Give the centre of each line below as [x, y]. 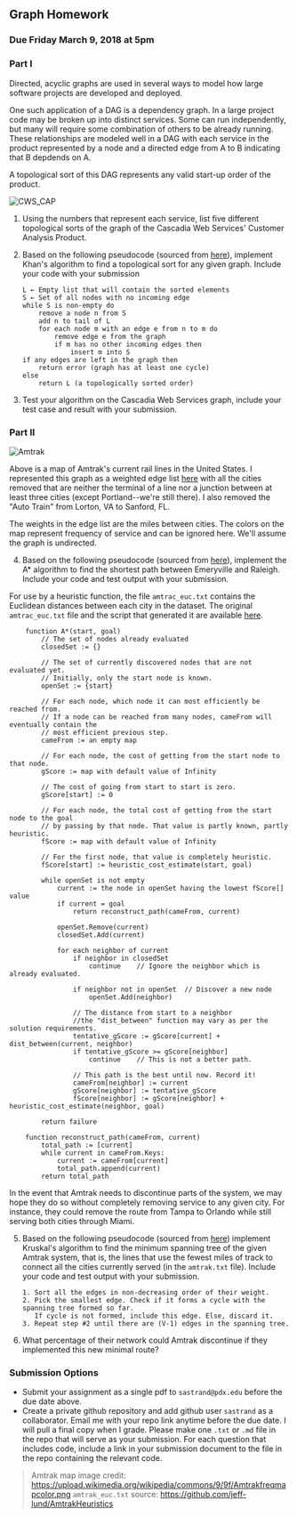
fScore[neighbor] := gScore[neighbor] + [148, 1098]
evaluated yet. [37, 670]
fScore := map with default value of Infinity [129, 841]
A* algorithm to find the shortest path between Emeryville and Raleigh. [151, 569]
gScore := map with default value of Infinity [129, 771]
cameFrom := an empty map [89, 740]
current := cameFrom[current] [112, 1160]
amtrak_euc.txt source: [115, 1495]
